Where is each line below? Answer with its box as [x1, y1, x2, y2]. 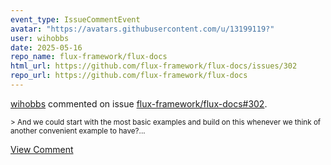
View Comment [10, 143, 74, 155]
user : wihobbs [10, 33, 70, 43]
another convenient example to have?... [10, 126, 146, 136]
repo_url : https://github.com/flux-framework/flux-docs [10, 71, 248, 81]
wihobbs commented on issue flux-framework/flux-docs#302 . [10, 97, 268, 110]
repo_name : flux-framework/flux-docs [10, 52, 168, 62]
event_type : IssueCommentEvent [10, 14, 141, 25]
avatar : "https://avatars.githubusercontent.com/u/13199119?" [10, 24, 275, 34]
